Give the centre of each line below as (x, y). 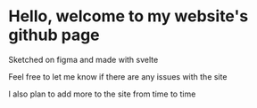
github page (54, 35)
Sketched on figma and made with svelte (83, 59)
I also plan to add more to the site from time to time (102, 94)
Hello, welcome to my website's (128, 16)
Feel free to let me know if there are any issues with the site (118, 76)
